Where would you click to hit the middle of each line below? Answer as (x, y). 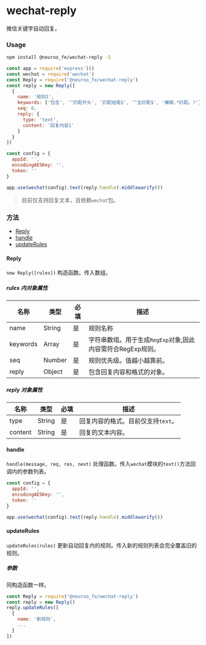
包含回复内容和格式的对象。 (128, 372)
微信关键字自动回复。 (33, 28)
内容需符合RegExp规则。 (124, 349)
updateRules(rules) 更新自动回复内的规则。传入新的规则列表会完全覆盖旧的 (102, 545)
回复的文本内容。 (104, 433)
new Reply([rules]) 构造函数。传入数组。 (59, 273)
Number (55, 361)
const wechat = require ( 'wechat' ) (51, 74)
